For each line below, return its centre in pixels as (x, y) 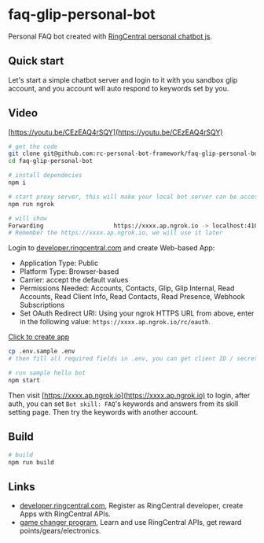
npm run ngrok (31, 204)
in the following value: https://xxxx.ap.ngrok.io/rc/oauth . (115, 322)
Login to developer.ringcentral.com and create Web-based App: (112, 248)
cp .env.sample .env (42, 352)
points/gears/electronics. (60, 531)
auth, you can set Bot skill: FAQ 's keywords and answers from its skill (123, 404)
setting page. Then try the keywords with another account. (103, 412)
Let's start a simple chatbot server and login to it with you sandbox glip (123, 79)
